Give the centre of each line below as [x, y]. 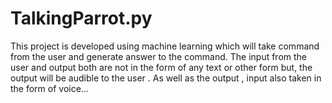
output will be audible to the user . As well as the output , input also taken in [166, 78]
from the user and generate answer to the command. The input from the [159, 56]
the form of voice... [49, 88]
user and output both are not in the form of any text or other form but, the [161, 67]
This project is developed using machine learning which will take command [165, 46]
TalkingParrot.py [81, 18]
